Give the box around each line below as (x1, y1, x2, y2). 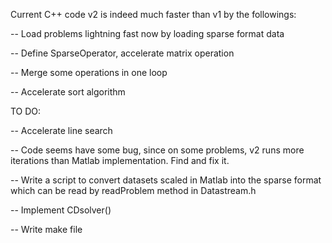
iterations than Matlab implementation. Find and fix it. (10, 155, 230, 166)
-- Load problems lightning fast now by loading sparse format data (10, 28, 285, 39)
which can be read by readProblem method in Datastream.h (10, 185, 257, 196)
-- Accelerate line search (10, 125, 113, 136)
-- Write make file (10, 224, 83, 235)
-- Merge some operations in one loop (10, 67, 168, 78)
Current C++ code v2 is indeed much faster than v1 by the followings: (10, 9, 297, 20)
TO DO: (10, 105, 42, 117)
